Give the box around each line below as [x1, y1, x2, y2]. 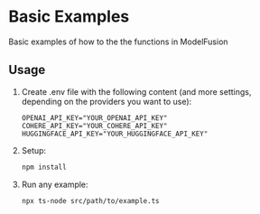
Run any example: [21, 179, 88, 190]
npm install [21, 163, 67, 172]
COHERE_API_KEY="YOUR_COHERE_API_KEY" [21, 121, 168, 130]
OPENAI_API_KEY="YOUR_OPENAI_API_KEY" [21, 113, 168, 123]
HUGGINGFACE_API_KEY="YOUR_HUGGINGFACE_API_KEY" [21, 129, 209, 138]
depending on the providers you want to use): [21, 96, 192, 107]
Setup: [21, 144, 47, 155]
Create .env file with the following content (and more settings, [21, 86, 252, 97]
